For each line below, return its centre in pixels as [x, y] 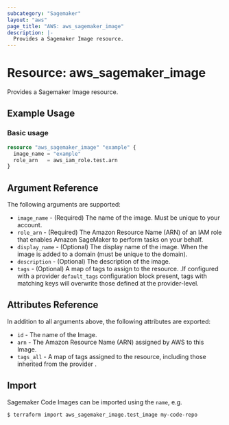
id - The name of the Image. [57, 334]
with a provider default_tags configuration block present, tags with [112, 276]
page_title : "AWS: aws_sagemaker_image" [66, 26]
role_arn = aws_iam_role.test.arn [65, 160]
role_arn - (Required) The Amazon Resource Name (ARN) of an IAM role [119, 232]
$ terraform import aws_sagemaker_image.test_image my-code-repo [102, 415]
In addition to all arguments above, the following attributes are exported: [109, 321]
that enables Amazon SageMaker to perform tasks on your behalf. [110, 240]
